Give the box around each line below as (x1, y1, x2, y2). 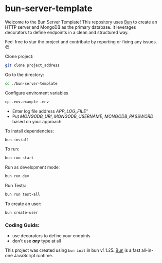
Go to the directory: (5, 72, 44, 77)
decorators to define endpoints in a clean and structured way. (5, 29, 129, 35)
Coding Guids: (5, 222, 40, 228)
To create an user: (5, 201, 42, 207)
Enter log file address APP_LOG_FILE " (12, 108, 89, 114)
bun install (5, 137, 29, 142)
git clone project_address (5, 63, 60, 68)
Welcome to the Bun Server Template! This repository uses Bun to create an (5, 19, 157, 25)
